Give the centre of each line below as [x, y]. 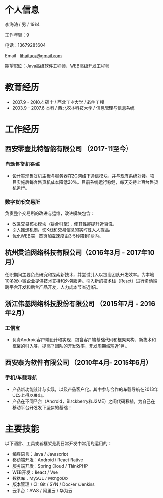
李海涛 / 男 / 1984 [22, 24]
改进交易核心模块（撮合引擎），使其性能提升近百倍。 [64, 224]
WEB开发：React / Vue [35, 472]
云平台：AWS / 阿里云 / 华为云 [42, 491]
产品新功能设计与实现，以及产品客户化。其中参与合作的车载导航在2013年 [85, 389]
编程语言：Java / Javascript [40, 454]
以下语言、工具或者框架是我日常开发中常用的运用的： [58, 444]
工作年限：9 [17, 35]
